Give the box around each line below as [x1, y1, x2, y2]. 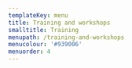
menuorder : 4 [8, 48, 51, 55]
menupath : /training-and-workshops [8, 33, 125, 41]
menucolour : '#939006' [8, 41, 82, 48]
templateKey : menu [8, 11, 68, 20]
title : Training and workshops [8, 19, 111, 27]
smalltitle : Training [8, 26, 79, 34]
